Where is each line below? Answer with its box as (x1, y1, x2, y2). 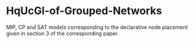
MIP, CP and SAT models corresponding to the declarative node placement (6, 24, 188, 31)
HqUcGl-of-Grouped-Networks (6, 4, 162, 18)
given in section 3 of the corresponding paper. (6, 29, 119, 37)
